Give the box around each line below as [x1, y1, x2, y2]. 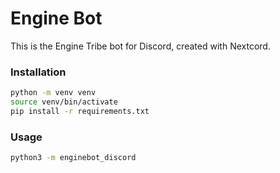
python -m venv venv [10, 88, 97, 98]
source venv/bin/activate [10, 97, 118, 107]
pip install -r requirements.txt [10, 106, 150, 116]
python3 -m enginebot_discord [10, 153, 137, 163]
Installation [10, 65, 67, 79]
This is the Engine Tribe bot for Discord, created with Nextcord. [10, 40, 271, 52]
